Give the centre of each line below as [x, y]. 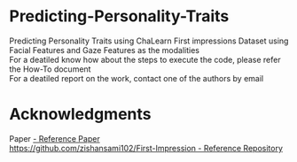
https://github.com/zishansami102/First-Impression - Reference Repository [146, 148]
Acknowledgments [81, 115]
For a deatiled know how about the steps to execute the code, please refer [145, 59]
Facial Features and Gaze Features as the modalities [104, 50]
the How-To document [50, 69]
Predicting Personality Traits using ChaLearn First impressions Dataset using [149, 41]
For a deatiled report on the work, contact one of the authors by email [137, 78]
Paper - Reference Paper [55, 138]
